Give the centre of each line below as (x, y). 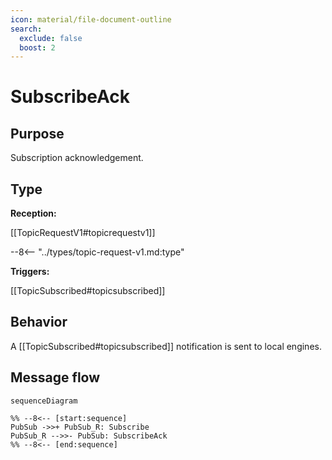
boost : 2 (37, 47)
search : (26, 29)
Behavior (39, 322)
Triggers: (30, 272)
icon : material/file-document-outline (91, 19)
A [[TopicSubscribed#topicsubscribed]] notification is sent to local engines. (166, 346)
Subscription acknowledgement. (77, 158)
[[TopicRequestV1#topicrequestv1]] (83, 233)
